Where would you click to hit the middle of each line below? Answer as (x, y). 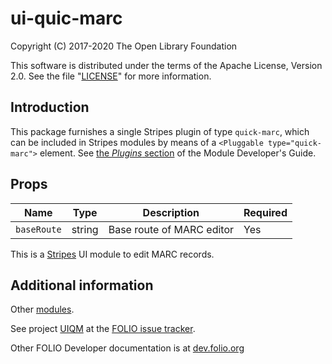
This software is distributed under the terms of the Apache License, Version (166, 65)
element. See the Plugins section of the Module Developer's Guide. (178, 153)
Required (265, 212)
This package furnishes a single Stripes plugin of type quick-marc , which (160, 131)
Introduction (50, 107)
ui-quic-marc (66, 18)
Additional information (82, 285)
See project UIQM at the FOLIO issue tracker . (103, 329)
